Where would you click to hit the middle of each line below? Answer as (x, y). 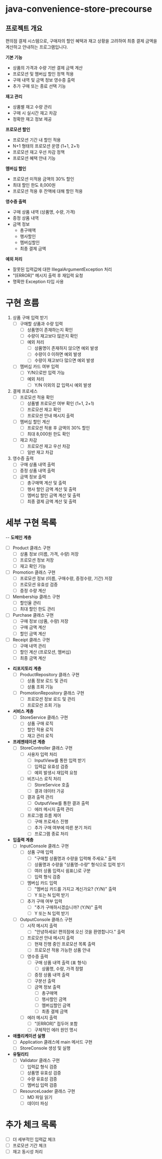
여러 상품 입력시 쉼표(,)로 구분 (63, 870)
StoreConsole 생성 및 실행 (45, 1048)
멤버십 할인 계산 (35, 422)
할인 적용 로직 (40, 730)
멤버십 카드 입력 (42, 882)
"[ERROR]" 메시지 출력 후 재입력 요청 (48, 275)
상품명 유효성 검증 (44, 1073)
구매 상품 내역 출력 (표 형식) (61, 962)
